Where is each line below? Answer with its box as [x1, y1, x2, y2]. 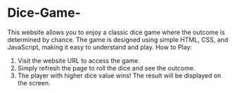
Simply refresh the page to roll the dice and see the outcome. [17, 64, 196, 72]
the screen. [17, 78, 51, 87]
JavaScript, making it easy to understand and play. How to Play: [7, 43, 192, 51]
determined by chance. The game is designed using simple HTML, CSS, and [7, 35, 229, 43]
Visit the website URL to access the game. [17, 56, 141, 64]
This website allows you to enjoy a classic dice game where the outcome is [7, 28, 225, 36]
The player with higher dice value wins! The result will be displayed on [17, 71, 222, 80]
